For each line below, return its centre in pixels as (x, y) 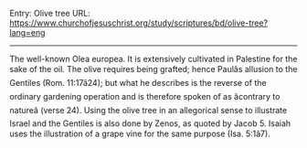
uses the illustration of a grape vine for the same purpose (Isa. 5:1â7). (140, 133)
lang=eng (27, 32)
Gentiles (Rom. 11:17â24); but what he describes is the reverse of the (138, 83)
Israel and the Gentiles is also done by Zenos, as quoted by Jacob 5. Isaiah (150, 123)
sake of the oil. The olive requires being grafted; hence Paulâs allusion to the (153, 69)
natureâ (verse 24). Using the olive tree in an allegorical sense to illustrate (148, 110)
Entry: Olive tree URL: (50, 13)
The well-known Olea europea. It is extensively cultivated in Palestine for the (153, 59)
